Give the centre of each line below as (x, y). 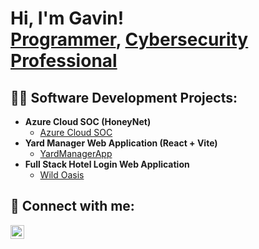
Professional (64, 61)
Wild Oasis (62, 175)
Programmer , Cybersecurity (129, 39)
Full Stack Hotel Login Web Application (107, 164)
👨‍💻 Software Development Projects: (124, 97)
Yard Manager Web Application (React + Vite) (121, 143)
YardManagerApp (76, 153)
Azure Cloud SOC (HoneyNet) (88, 121)
